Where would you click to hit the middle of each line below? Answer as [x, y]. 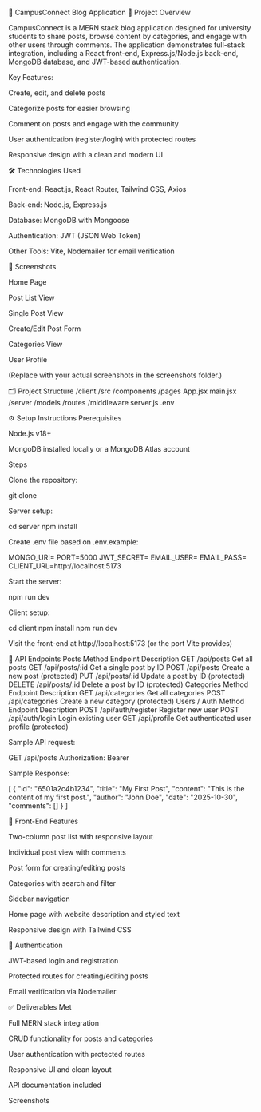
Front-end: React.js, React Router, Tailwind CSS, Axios [97, 189]
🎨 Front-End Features [43, 821]
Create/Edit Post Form [45, 329]
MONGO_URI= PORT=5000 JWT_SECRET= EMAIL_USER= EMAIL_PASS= [128, 557]
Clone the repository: [43, 480]
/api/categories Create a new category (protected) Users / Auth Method [127, 701]
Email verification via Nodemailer [63, 992]
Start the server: [35, 581]
